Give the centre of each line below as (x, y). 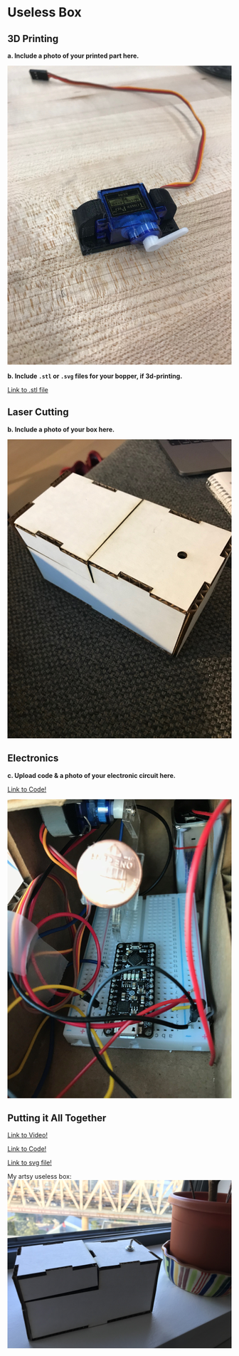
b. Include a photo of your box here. (61, 429)
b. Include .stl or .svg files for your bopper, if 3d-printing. (95, 376)
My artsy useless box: (39, 1177)
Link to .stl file (28, 390)
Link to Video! (28, 1135)
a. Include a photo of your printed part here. (73, 56)
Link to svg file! (30, 1163)
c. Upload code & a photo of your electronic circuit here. (91, 775)
